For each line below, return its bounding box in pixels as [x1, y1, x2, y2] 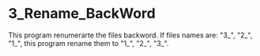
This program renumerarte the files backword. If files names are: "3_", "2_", [8, 30, 253, 40]
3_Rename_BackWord [8, 5, 156, 23]
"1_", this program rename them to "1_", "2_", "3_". [8, 38, 169, 47]
